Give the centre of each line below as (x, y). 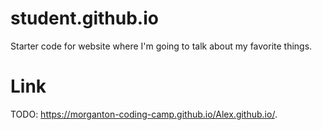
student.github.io (84, 18)
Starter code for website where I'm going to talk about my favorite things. (161, 46)
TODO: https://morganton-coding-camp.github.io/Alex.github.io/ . (144, 114)
